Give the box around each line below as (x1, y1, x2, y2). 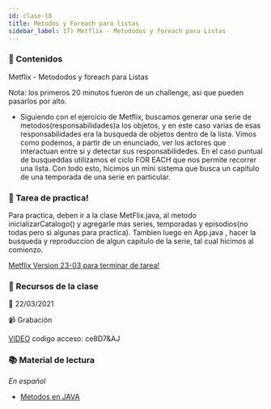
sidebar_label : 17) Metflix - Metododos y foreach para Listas (8, 27, 227, 35)
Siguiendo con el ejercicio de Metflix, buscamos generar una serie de (19, 112, 252, 121)
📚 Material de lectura (8, 355, 95, 366)
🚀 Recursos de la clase (8, 280, 99, 292)
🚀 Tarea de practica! (8, 192, 89, 203)
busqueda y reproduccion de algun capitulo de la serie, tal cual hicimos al (8, 236, 254, 246)
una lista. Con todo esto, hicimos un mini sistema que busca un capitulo (19, 163, 260, 173)
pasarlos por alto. (8, 96, 67, 106)
